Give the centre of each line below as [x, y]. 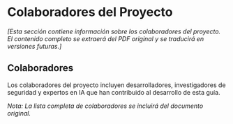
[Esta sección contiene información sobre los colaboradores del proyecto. [114, 31]
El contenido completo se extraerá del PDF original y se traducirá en [106, 38]
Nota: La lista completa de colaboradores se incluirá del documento [105, 106]
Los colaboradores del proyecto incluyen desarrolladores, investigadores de [116, 85]
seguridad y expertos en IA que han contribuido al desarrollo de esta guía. [114, 92]
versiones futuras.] [35, 46]
